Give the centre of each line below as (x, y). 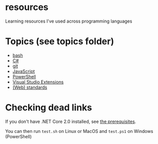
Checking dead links (49, 108)
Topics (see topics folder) (60, 41)
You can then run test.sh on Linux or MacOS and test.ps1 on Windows (79, 131)
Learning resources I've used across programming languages (69, 21)
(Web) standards (30, 87)
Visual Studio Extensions (38, 82)
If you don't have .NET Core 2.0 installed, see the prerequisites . (71, 121)
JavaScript (24, 71)
